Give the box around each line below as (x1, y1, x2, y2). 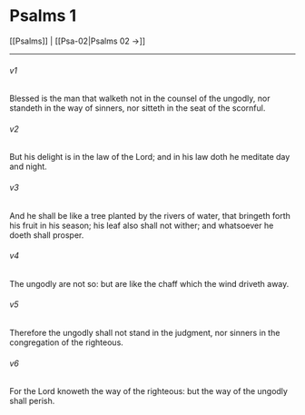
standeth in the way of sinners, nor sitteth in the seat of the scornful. (9, 103, 266, 114)
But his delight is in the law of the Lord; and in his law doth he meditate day (9, 152, 290, 163)
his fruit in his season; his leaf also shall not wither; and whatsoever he (9, 220, 274, 231)
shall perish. (9, 396, 55, 407)
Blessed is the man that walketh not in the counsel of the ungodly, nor (9, 93, 271, 104)
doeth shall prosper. (9, 229, 84, 241)
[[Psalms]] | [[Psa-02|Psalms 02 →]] (9, 35, 146, 46)
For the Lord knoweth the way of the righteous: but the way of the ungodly (9, 386, 289, 397)
